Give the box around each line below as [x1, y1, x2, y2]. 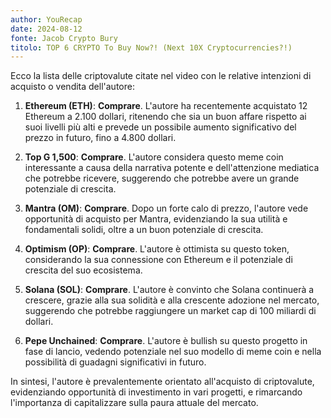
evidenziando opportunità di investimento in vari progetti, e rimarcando [10, 386, 303, 398]
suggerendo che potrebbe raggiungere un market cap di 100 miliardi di [24, 305, 317, 317]
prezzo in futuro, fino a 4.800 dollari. [24, 132, 177, 144]
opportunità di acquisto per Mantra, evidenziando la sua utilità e [24, 213, 288, 225]
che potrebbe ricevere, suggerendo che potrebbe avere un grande [24, 172, 300, 185]
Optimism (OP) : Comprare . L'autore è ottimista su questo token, [24, 243, 290, 255]
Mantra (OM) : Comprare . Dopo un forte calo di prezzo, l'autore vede [24, 202, 309, 215]
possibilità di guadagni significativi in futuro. [24, 356, 207, 368]
